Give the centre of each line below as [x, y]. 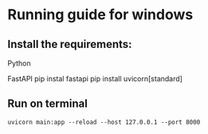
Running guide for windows [100, 15]
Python [19, 63]
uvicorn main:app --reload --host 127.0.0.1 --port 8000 [104, 122]
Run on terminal [48, 104]
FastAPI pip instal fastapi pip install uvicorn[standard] [95, 79]
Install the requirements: [70, 44]
